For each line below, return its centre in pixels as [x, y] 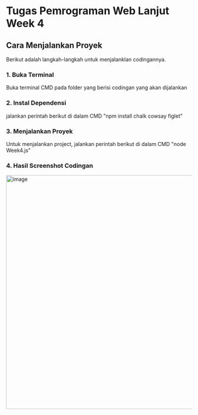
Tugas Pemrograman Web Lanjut [88, 11]
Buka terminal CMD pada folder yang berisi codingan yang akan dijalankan [97, 87]
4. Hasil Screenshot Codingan [49, 166]
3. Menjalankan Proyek [39, 131]
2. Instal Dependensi [36, 103]
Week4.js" [19, 150]
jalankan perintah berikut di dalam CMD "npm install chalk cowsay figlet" [95, 116]
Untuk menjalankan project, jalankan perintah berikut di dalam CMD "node [96, 144]
